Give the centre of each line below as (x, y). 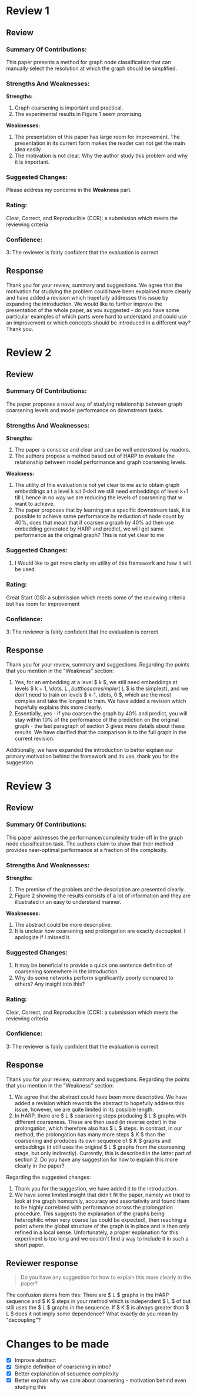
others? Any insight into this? (50, 984)
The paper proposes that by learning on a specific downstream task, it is (102, 510)
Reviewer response (42, 1263)
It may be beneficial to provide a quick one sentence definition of (93, 965)
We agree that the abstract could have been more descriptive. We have (101, 1097)
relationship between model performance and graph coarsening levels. (101, 462)
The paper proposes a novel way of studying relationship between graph (94, 404)
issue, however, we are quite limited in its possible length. (84, 1109)
